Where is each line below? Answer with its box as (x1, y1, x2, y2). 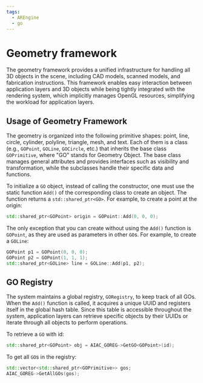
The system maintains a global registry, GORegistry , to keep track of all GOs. (6, 293, 196, 301)
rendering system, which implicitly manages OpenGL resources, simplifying (6, 92, 195, 99)
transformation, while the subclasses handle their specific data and (6, 164, 174, 172)
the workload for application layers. (6, 98, 95, 106)
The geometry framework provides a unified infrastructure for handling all (6, 66, 191, 73)
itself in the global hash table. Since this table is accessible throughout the (6, 306, 192, 313)
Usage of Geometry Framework (6, 116, 127, 126)
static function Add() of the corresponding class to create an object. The (6, 189, 187, 196)
